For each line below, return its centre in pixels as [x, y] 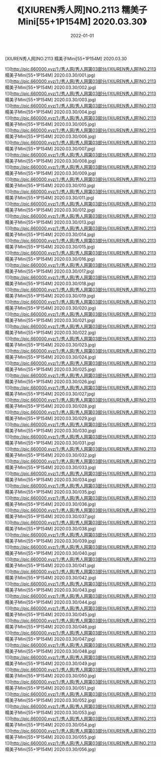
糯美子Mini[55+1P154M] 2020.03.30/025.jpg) [51, 369]
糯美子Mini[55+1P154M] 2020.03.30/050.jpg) [51, 676]
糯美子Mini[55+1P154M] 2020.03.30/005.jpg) [51, 124]
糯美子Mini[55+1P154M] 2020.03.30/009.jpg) [51, 173]
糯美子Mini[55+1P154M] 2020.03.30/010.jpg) [50, 185]
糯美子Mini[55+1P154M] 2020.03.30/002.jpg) [51, 87]
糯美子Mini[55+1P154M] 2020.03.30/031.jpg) [50, 443]
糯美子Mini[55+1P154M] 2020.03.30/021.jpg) [50, 320]
